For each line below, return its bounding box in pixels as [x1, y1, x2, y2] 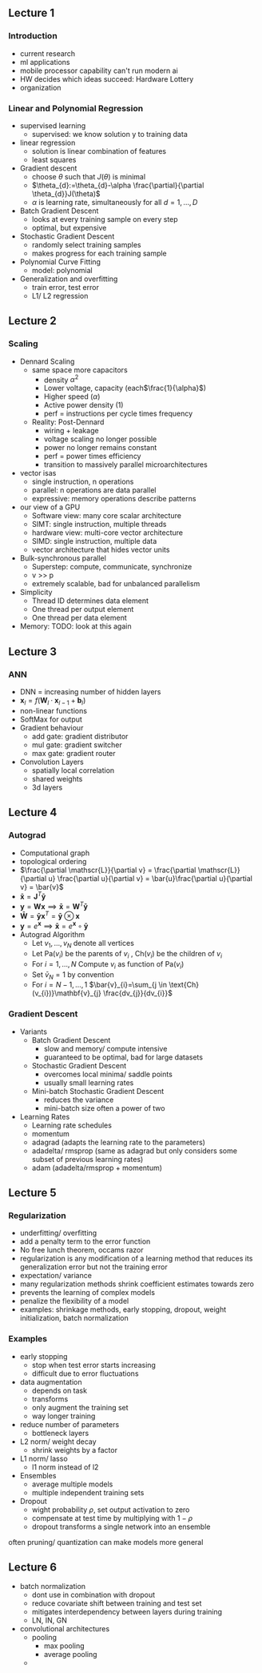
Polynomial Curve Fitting [19, 256, 101, 267]
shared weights [31, 774, 83, 783]
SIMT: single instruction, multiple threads [31, 520, 167, 529]
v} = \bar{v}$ [19, 882, 64, 891]
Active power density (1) [43, 400, 124, 410]
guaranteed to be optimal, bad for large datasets [43, 1052, 204, 1062]
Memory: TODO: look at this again [19, 621, 132, 631]
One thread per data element [31, 613, 128, 623]
